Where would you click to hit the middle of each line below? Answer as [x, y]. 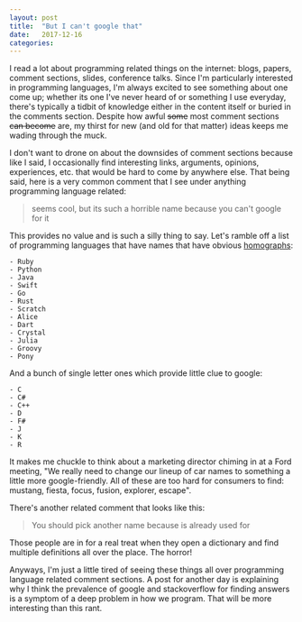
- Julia [24, 341]
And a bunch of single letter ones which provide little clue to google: [136, 373]
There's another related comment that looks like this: [107, 508]
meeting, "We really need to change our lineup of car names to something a [150, 471]
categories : [32, 43]
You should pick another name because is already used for [141, 526]
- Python [26, 270]
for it [40, 218]
